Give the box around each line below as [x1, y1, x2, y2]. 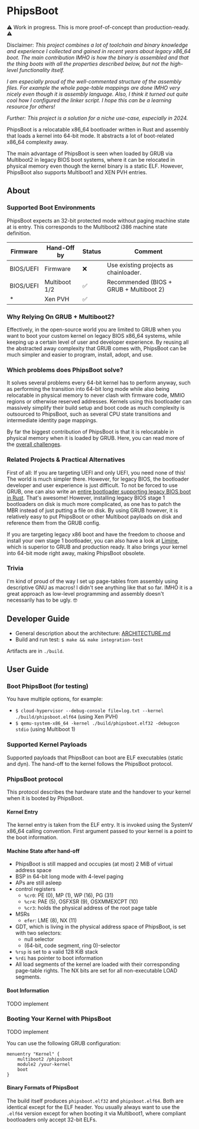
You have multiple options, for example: [6, 696, 103, 703]
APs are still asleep [15, 879, 62, 886]
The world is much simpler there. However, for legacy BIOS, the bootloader [6, 475, 190, 482]
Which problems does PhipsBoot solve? [6, 366, 123, 374]
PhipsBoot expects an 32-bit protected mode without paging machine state [6, 217, 190, 224]
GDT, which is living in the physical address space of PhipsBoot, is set [15, 923, 186, 931]
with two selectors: [15, 929, 62, 937]
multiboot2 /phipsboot [17, 1056, 73, 1062]
